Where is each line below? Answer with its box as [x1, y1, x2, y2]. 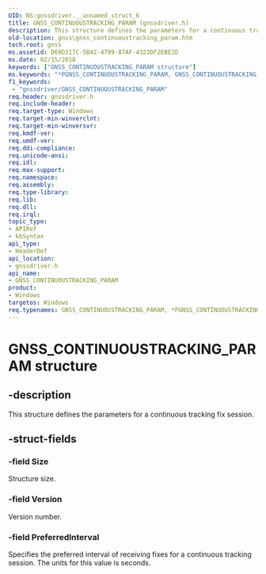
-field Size [8, 456, 49, 467]
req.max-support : [8, 166, 66, 174]
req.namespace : [8, 173, 59, 182]
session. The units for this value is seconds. [8, 557, 151, 567]
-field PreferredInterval [8, 531, 100, 542]
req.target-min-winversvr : [8, 122, 97, 130]
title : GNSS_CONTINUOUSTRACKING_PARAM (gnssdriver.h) [8, 19, 190, 27]
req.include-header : [8, 100, 77, 108]
